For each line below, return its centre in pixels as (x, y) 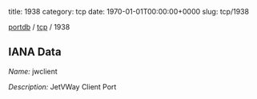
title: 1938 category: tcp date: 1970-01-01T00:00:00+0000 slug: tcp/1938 (129, 12)
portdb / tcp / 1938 (39, 27)
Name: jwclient (33, 71)
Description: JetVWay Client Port (62, 86)
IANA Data (35, 52)
